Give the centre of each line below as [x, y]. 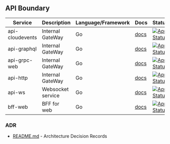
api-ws [16, 92]
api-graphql [22, 49]
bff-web [18, 107]
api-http [18, 78]
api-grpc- [20, 60]
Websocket [55, 89]
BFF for [51, 104]
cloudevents [22, 37]
